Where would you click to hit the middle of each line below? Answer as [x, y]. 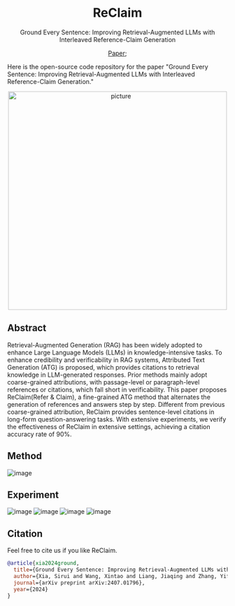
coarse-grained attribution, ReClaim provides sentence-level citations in [111, 412]
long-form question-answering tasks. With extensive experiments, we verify [117, 419]
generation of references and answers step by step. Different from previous [116, 404]
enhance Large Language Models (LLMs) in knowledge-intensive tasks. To [115, 352]
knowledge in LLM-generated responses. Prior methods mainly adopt [107, 375]
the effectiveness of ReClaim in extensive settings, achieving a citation [109, 426]
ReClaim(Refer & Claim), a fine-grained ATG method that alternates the [109, 397]
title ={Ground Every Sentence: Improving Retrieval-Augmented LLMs [114, 570]
